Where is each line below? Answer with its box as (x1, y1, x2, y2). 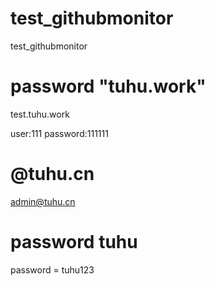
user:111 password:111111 (10, 127, 109, 139)
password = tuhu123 (10, 263, 95, 276)
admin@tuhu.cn (10, 195, 76, 207)
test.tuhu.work (10, 108, 70, 120)
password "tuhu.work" (10, 75, 207, 98)
